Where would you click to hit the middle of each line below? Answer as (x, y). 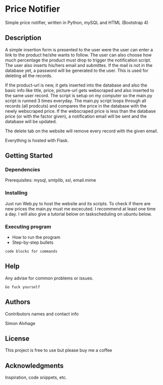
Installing (16, 193)
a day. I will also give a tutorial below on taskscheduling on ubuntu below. (79, 214)
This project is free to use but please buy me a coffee (59, 350)
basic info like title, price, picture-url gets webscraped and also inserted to (80, 90)
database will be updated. (31, 121)
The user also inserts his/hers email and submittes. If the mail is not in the (79, 65)
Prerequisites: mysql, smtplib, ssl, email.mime (51, 180)
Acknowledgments (35, 366)
